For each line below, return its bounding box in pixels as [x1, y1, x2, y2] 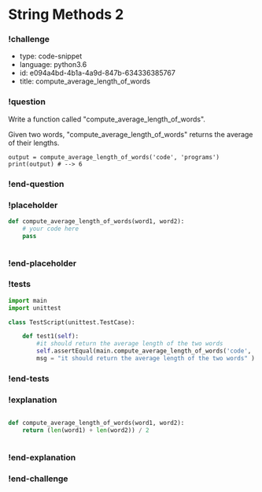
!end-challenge [8, 473, 68, 484]
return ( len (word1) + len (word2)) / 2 [22, 427, 149, 434]
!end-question [8, 178, 65, 189]
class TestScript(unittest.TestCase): [8, 318, 135, 326]
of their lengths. [8, 138, 60, 147]
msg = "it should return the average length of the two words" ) [36, 355, 256, 363]
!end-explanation [8, 452, 76, 463]
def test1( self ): [22, 333, 79, 341]
